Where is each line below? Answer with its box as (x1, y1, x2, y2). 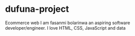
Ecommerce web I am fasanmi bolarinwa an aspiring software (5, 20, 131, 26)
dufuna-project (5, 3, 69, 15)
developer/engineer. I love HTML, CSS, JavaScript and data (5, 25, 126, 31)
